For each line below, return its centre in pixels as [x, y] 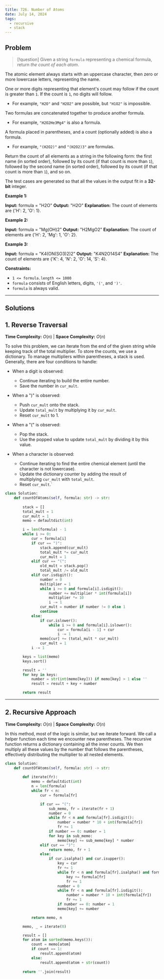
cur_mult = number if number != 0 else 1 [82, 607]
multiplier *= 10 [66, 598]
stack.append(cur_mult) [64, 548]
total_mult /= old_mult [64, 571]
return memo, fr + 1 [70, 850]
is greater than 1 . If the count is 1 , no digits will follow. [59, 94]
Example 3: [17, 244]
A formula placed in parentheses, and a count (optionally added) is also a [79, 132]
